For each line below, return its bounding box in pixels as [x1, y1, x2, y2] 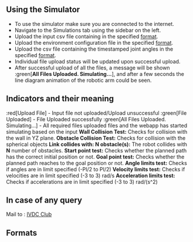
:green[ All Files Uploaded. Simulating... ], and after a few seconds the [14, 70, 185, 77]
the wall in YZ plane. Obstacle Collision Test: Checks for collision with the [6, 134, 186, 141]
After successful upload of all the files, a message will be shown [14, 64, 170, 71]
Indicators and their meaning [6, 94, 114, 104]
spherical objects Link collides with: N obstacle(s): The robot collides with [6, 141, 188, 148]
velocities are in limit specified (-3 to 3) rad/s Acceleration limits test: [6, 172, 175, 179]
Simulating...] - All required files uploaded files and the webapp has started [6, 122, 188, 129]
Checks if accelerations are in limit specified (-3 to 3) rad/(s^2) [6, 178, 158, 185]
